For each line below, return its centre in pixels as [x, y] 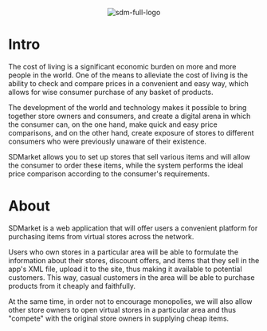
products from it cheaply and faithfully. [72, 286]
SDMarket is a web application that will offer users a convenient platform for [133, 228]
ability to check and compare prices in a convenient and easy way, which [128, 83]
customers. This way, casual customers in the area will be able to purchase [132, 277]
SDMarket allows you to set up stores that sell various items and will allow [130, 156]
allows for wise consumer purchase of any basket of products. [111, 92]
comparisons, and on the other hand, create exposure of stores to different [131, 132]
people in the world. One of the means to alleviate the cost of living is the [128, 75]
